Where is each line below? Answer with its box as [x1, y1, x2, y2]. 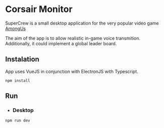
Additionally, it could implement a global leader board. [5, 40, 117, 46]
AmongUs [5, 25, 26, 31]
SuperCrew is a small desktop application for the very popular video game [5, 20, 159, 26]
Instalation [5, 55, 39, 64]
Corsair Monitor [5, 4, 73, 15]
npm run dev [5, 118, 30, 123]
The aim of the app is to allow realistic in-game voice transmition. [5, 35, 141, 41]
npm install [5, 78, 30, 83]
